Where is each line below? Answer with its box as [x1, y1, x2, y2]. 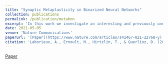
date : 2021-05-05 [5, 26, 41, 31]
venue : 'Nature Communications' [5, 30, 72, 35]
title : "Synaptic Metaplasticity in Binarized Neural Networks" [5, 7, 142, 12]
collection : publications [5, 12, 59, 17]
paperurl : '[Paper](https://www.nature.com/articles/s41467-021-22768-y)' [5, 35, 164, 40]
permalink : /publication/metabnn [5, 16, 75, 21]
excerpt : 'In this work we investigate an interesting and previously [5, 21, 155, 26]
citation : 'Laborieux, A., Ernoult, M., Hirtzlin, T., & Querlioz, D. [5, 40, 155, 45]
